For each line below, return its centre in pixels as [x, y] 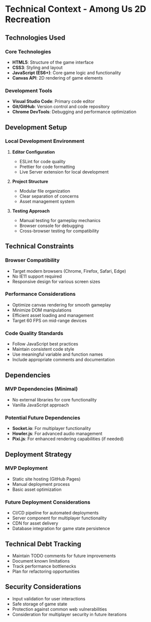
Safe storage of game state [40, 604]
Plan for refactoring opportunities [46, 571]
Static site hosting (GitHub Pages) [46, 479]
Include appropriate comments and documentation [63, 360]
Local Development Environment [45, 141]
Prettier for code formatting [47, 167]
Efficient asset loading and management [53, 315]
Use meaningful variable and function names [57, 354]
